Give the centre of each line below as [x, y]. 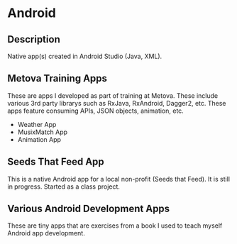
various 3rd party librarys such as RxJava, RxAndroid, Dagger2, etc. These [117, 103]
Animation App [39, 139]
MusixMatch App [43, 132]
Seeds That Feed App [56, 162]
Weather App [37, 124]
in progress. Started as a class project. [64, 187]
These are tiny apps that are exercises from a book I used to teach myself [115, 226]
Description [34, 39]
